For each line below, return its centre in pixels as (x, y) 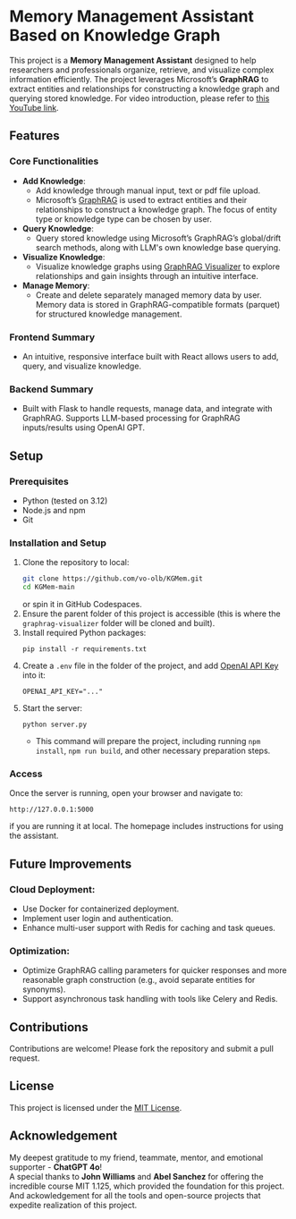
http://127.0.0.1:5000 (51, 810)
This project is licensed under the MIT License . (96, 1107)
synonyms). (44, 989)
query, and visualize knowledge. (81, 366)
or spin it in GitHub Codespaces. (82, 604)
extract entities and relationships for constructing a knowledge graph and (144, 89)
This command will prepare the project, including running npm (148, 741)
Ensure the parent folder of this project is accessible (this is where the (151, 614)
